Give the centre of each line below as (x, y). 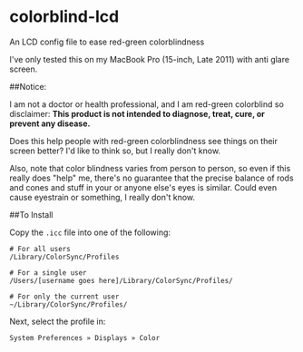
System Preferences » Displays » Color (85, 337)
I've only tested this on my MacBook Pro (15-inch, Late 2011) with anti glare (150, 59)
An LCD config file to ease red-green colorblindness (107, 42)
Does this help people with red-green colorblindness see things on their (144, 141)
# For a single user (49, 273)
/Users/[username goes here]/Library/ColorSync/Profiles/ (121, 280)
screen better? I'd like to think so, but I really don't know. (115, 151)
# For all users (40, 249)
